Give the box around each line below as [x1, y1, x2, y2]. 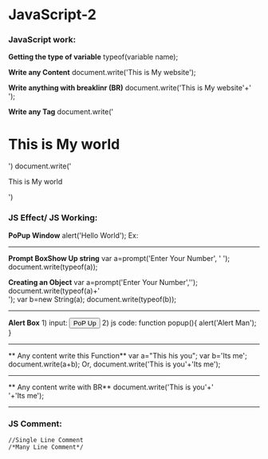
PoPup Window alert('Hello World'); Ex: [8, 230, 139, 240]
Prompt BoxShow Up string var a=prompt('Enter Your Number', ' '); [8, 253, 230, 263]
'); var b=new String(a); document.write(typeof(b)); [8, 294, 177, 304]
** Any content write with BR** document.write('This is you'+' [8, 382, 214, 392]
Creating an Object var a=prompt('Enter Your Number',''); [8, 277, 198, 287]
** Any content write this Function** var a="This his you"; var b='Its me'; [8, 350, 247, 360]
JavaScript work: [8, 34, 77, 46]
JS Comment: [8, 417, 62, 429]
